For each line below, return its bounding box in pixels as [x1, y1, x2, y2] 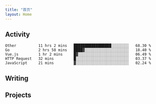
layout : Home [5, 12, 32, 17]
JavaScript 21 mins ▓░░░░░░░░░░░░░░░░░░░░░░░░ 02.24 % [5, 60, 152, 66]
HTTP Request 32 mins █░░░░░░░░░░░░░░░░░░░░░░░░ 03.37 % [5, 56, 152, 61]
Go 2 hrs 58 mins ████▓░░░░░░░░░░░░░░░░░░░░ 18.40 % [5, 48, 152, 52]
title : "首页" [5, 7, 33, 12]
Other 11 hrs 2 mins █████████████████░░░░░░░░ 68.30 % [5, 43, 152, 49]
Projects [5, 91, 32, 100]
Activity [5, 30, 31, 39]
